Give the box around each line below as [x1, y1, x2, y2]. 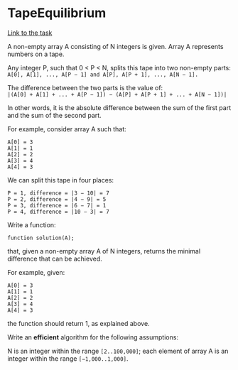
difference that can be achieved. [7, 254, 102, 263]
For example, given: [7, 268, 65, 276]
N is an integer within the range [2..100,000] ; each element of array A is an [7, 347, 229, 355]
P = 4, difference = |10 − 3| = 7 [7, 208, 110, 215]
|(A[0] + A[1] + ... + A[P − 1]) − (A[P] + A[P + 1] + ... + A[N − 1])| [7, 91, 227, 98]
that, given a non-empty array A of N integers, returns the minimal [7, 246, 201, 255]
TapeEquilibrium [7, 5, 107, 21]
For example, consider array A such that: [7, 124, 126, 133]
